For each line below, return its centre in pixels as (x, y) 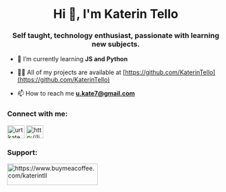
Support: (22, 152)
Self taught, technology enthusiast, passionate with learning (116, 36)
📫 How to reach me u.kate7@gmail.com (76, 94)
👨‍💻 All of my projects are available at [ (71, 72)
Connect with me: (38, 114)
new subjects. (116, 44)
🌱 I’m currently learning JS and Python (72, 59)
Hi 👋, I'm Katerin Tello (116, 14)
